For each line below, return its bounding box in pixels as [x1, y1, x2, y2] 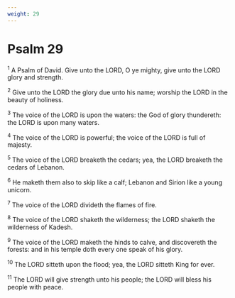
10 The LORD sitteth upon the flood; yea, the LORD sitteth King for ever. [7, 259, 215, 269]
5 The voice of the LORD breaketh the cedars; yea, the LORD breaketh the [7, 154, 224, 164]
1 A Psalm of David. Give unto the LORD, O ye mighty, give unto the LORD [7, 65, 221, 74]
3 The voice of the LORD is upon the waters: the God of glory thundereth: [7, 109, 222, 119]
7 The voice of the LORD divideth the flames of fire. [7, 199, 158, 209]
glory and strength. [7, 73, 64, 82]
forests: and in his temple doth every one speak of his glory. [7, 245, 183, 254]
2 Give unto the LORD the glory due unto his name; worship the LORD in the [7, 87, 229, 96]
